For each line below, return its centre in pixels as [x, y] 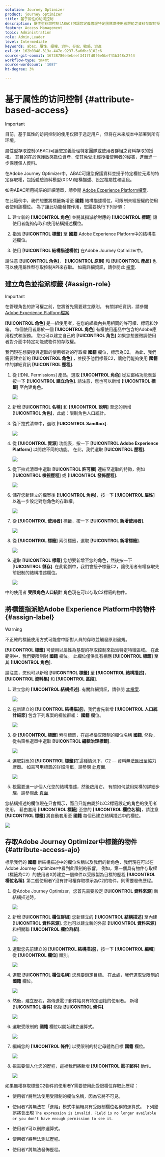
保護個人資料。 [24, 163]
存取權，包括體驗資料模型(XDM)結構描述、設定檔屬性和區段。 [72, 179]
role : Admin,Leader [25, 37]
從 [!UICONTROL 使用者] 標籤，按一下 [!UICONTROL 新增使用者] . [78, 521]
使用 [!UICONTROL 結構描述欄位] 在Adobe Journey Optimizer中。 [79, 250]
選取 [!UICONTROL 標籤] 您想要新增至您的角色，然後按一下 [72, 560]
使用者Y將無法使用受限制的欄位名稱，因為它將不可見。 [68, 1096]
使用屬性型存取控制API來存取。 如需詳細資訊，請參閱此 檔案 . [75, 267]
